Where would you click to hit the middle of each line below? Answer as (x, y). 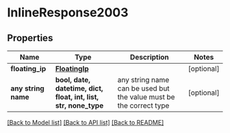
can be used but (143, 88)
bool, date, (73, 80)
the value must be (146, 97)
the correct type (143, 106)
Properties (30, 38)
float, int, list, (77, 97)
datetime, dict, (79, 88)
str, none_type (79, 106)
